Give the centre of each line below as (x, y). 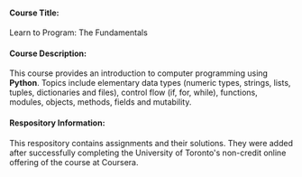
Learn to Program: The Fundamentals (79, 33)
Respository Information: (57, 123)
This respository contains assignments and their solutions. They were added (151, 143)
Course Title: (34, 13)
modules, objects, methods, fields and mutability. (101, 102)
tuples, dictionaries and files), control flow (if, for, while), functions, (134, 93)
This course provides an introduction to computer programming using (139, 73)
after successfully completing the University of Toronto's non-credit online (148, 153)
